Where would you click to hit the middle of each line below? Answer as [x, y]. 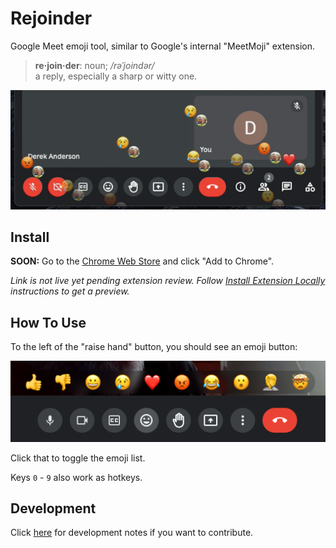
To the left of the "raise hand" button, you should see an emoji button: [154, 347]
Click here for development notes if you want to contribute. [132, 533]
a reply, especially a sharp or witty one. [116, 76]
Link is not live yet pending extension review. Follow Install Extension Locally [168, 281]
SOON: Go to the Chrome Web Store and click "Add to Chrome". [142, 261]
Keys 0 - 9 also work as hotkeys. [76, 477]
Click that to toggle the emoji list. [78, 458]
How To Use [48, 322]
